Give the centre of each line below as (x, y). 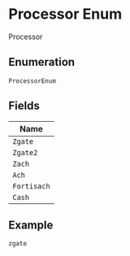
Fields (24, 106)
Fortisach (31, 186)
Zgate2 (25, 152)
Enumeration (42, 62)
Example (31, 225)
